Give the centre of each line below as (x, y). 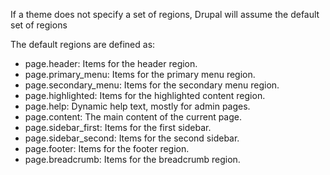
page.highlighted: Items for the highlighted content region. (145, 95)
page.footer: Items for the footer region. (107, 148)
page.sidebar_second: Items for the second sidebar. (132, 138)
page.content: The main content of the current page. (133, 117)
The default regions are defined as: (83, 44)
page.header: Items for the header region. (111, 63)
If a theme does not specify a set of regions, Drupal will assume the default (165, 14)
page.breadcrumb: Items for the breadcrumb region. (132, 159)
